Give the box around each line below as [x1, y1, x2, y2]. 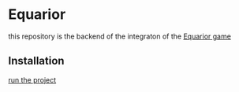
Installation [8, 54, 65, 68]
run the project [8, 75, 57, 84]
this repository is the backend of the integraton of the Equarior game [8, 31, 231, 41]
